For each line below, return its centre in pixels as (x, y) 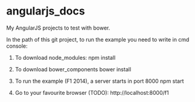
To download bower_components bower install (73, 69)
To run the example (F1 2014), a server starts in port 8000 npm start (99, 81)
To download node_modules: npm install (65, 57)
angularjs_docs (46, 11)
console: (17, 46)
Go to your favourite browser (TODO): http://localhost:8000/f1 (92, 92)
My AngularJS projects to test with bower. (58, 28)
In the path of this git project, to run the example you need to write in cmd (98, 39)
